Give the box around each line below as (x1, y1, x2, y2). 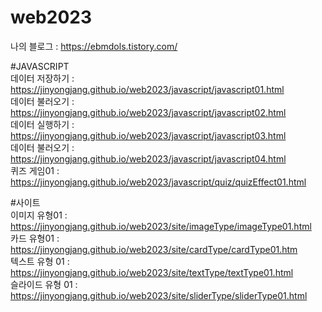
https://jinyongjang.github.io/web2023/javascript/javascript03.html (10, 129, 287, 141)
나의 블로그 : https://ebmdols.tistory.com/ (10, 40, 178, 52)
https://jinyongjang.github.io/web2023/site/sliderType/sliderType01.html (10, 289, 308, 301)
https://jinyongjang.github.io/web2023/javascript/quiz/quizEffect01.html (10, 176, 307, 188)
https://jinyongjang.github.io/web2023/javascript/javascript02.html (10, 106, 287, 118)
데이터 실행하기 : (10, 118, 75, 130)
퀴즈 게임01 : (10, 164, 60, 176)
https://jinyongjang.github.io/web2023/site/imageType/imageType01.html (10, 220, 312, 232)
